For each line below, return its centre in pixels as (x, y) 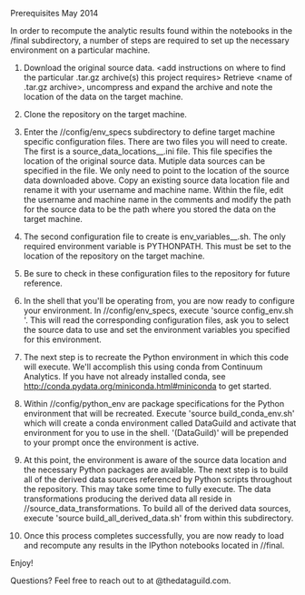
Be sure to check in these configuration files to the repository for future (157, 273)
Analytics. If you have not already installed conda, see (124, 376)
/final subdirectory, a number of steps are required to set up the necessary (150, 40)
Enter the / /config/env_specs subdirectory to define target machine (149, 132)
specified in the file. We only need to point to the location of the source (156, 171)
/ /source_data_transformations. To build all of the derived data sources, (157, 508)
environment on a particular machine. (80, 50)
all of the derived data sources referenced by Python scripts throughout (158, 479)
